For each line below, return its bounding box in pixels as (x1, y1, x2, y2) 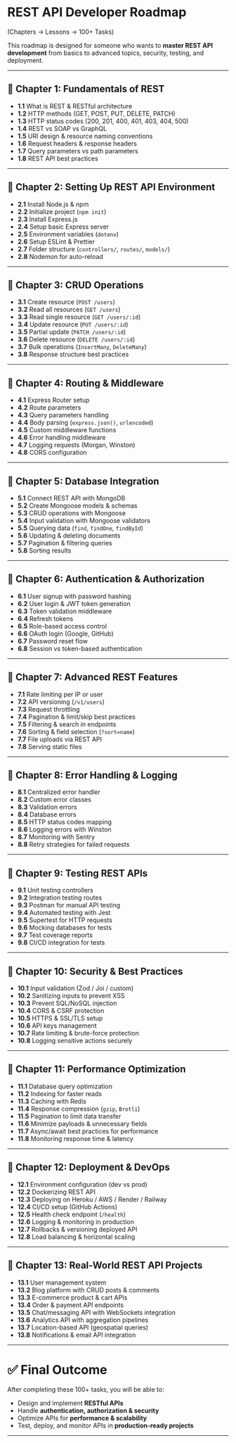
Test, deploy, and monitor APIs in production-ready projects (17, 1421, 195, 1430)
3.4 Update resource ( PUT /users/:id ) (17, 320, 129, 329)
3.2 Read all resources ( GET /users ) (17, 305, 121, 314)
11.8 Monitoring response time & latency (17, 1134, 133, 1142)
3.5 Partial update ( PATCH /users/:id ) (17, 328, 126, 336)
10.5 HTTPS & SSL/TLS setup (17, 1014, 103, 1023)
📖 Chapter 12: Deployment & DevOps (7, 1161, 170, 1173)
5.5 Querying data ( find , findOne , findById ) (17, 524, 144, 532)
